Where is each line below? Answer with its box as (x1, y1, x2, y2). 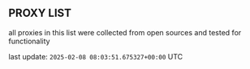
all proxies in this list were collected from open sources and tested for (8, 27, 242, 37)
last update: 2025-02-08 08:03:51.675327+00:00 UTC (8, 51, 183, 61)
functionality (8, 36, 50, 46)
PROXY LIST (8, 6, 71, 20)
